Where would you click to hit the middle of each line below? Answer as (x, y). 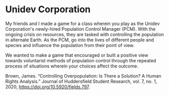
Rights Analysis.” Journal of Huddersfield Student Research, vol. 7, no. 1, (81, 81)
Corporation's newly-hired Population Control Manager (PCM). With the (80, 29)
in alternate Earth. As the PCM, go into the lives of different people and (80, 40)
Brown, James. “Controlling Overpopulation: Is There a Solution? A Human (83, 76)
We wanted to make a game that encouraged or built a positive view (77, 55)
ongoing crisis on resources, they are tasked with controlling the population (85, 34)
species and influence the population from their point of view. (70, 45)
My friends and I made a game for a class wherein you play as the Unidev (82, 23)
